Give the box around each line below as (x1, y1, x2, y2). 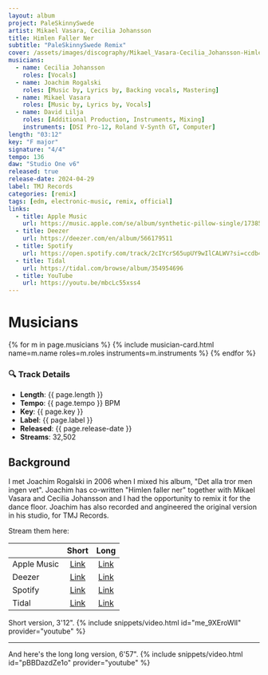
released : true (8, 168, 59, 176)
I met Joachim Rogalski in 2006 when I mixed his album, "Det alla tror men (8, 477, 253, 486)
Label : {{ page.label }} (19, 415, 93, 425)
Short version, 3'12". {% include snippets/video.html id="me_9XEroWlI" (8, 618, 242, 628)
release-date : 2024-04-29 (8, 175, 94, 184)
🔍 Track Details (8, 368, 70, 379)
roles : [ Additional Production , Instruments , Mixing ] (22, 116, 205, 124)
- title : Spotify (15, 242, 73, 250)
